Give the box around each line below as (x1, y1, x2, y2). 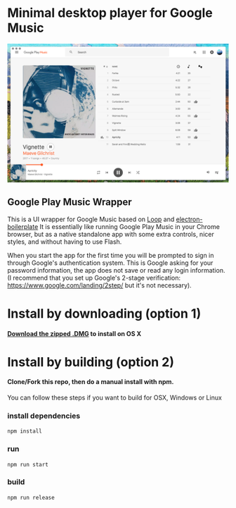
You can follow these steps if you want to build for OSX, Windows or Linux (7, 393, 223, 402)
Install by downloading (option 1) (7, 305, 202, 321)
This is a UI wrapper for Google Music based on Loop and (7, 215, 175, 223)
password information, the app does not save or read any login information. (7, 266, 225, 274)
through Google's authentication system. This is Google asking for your (7, 259, 214, 267)
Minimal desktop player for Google (7, 5, 213, 21)
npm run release (7, 494, 55, 501)
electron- (176, 215, 203, 223)
